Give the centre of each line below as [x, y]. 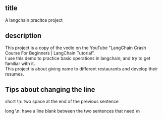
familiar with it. [20, 63]
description [23, 36]
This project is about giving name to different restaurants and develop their [81, 68]
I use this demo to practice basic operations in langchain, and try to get [78, 58]
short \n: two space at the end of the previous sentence [62, 102]
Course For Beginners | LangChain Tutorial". [50, 53]
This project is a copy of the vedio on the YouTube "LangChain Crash [76, 48]
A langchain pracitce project [34, 20]
